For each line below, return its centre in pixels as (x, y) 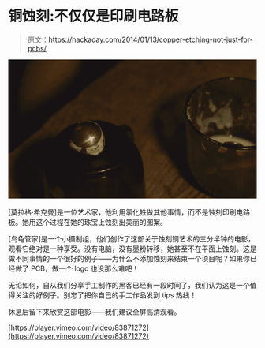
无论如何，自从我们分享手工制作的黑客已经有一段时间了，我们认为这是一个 (129, 286)
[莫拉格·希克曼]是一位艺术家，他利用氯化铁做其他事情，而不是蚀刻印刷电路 (129, 212)
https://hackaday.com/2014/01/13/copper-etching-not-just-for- (151, 39)
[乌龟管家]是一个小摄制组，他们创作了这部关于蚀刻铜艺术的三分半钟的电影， (132, 239)
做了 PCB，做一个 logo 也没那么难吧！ (77, 268)
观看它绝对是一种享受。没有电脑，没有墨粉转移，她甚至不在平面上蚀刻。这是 (132, 249)
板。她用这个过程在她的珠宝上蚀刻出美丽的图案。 (88, 223)
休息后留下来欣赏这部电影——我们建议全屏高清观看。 (95, 312)
